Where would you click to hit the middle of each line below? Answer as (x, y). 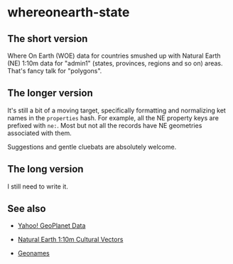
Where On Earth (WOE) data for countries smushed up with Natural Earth (114, 56)
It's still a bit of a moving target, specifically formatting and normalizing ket (116, 110)
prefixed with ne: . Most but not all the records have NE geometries (105, 125)
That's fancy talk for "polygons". (55, 71)
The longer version (50, 93)
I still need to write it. (38, 186)
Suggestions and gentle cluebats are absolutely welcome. (92, 147)
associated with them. (40, 133)
